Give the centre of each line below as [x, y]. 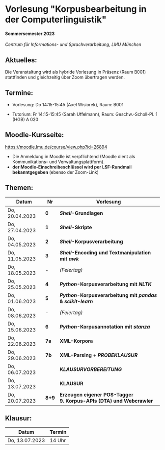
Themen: [19, 188]
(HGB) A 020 [25, 120]
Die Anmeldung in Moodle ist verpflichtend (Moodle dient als [73, 156]
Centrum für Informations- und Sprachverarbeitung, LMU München [73, 44]
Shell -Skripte [76, 227]
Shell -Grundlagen [81, 213]
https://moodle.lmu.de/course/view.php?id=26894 [56, 147]
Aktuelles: [21, 60]
